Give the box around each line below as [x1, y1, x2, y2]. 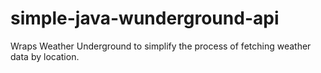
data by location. [10, 50, 80, 62]
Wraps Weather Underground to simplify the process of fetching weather [10, 40, 312, 52]
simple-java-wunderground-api [10, 7, 280, 30]
